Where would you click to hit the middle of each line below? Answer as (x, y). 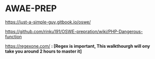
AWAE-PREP (31, 9)
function (13, 37)
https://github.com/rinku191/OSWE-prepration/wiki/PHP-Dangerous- (74, 31)
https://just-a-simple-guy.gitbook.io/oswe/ (48, 22)
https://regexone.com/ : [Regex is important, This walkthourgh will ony (78, 46)
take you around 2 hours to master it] (44, 51)
